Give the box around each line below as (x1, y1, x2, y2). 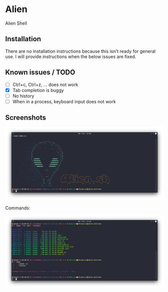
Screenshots (5, 113, 46, 122)
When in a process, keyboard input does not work (12, 98, 116, 104)
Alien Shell (5, 20, 28, 26)
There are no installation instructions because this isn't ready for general (5, 48, 156, 54)
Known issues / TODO (5, 68, 75, 77)
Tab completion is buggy (12, 87, 64, 93)
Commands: (5, 205, 31, 211)
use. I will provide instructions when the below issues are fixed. (5, 53, 137, 59)
